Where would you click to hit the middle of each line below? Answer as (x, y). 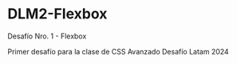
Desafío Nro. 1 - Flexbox (47, 36)
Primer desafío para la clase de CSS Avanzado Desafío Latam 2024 (118, 51)
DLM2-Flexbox (57, 14)
